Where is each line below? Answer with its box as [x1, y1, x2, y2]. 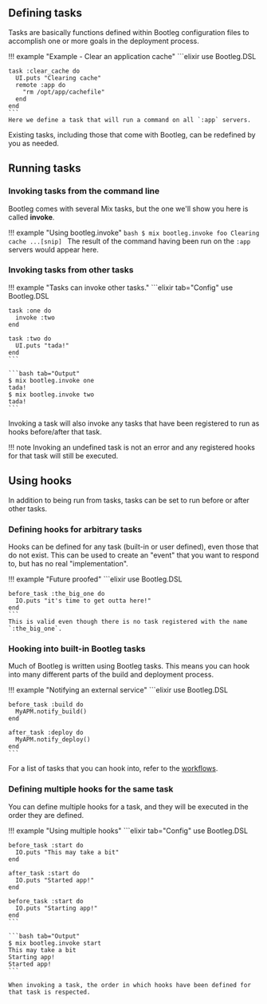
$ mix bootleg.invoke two [8, 391, 94, 399]
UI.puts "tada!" [15, 341, 69, 350]
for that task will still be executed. [8, 450, 119, 460]
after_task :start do [8, 869, 80, 877]
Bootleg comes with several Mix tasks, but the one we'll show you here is [8, 204, 249, 213]
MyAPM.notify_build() [15, 708, 88, 716]
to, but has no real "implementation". [8, 558, 129, 568]
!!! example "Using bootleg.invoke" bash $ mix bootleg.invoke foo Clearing [8, 228, 260, 237]
